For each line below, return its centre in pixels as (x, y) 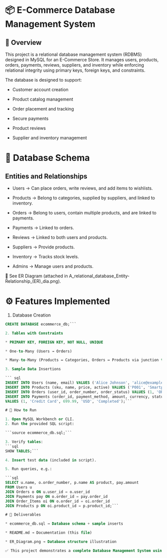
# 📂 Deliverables (23, 515)
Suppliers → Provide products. (43, 247)
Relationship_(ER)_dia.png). (33, 281)
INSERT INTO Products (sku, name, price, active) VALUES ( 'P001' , (75, 387)
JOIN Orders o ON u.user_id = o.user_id (48, 492)
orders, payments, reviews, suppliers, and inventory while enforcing (75, 65)
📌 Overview (23, 43)
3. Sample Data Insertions (33, 369)
